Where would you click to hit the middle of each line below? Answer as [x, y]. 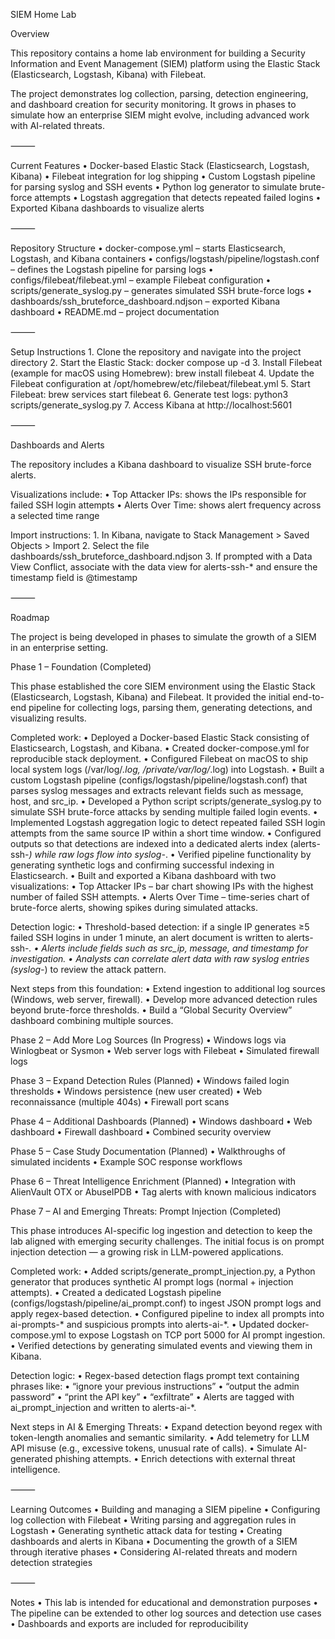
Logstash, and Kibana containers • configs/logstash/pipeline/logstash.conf [165, 258]
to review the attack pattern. [108, 969]
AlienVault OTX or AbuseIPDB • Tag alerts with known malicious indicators [163, 1192]
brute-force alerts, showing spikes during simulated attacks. [134, 907]
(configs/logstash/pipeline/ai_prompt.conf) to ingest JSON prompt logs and [166, 1303]
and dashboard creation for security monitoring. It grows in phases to [153, 104]
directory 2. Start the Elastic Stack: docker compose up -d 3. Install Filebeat [166, 362]
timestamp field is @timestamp [74, 577]
